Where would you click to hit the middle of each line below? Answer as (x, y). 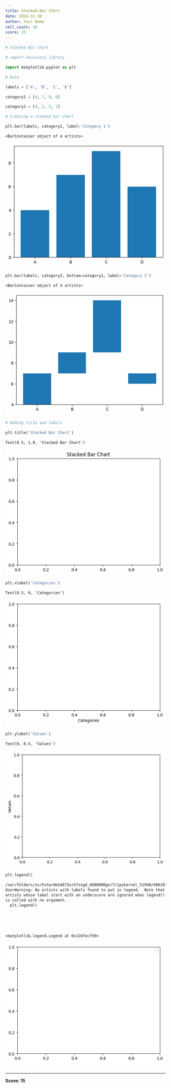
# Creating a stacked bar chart (39, 117)
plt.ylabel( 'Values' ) (28, 734)
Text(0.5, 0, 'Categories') (35, 593)
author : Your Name (25, 21)
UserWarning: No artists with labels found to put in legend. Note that (85, 890)
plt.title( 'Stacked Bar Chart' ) (39, 432)
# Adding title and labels (34, 423)
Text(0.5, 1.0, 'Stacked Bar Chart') (45, 442)
